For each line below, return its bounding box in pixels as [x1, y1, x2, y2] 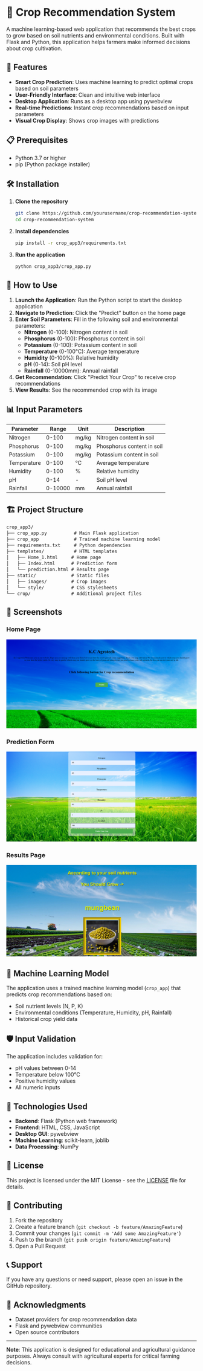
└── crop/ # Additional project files [6, 591, 142, 597]
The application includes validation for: [6, 1053, 103, 1060]
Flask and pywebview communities [14, 1322, 103, 1329]
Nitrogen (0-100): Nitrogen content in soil [24, 328, 128, 335]
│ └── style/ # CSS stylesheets [6, 585, 118, 591]
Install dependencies [14, 228, 69, 235]
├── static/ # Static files [6, 572, 110, 579]
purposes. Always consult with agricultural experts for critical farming [6, 1352, 180, 1360]
